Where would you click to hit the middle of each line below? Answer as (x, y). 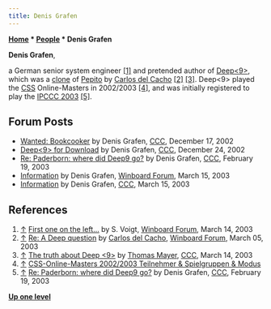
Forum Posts (41, 122)
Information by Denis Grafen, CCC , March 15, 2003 (105, 184)
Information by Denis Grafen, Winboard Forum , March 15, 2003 (125, 176)
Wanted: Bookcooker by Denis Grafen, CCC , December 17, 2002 (127, 141)
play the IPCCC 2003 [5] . (51, 96)
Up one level (30, 297)
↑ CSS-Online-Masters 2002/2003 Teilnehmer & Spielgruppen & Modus (140, 264)
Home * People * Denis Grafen (60, 39)
